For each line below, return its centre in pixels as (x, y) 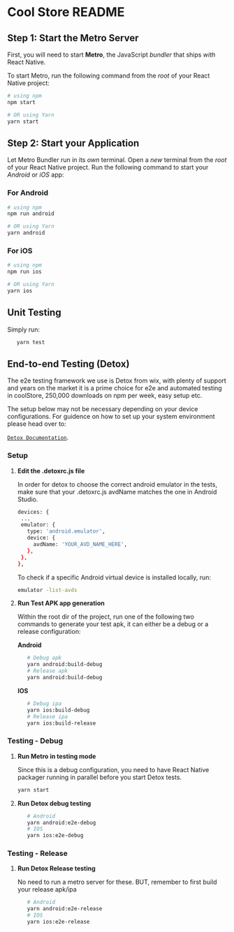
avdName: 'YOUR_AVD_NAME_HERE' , (80, 545)
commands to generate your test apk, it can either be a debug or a (113, 624)
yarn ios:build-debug (58, 710)
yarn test (31, 342)
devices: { (33, 512)
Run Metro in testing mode (57, 756)
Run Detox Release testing (56, 868)
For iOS (20, 251)
